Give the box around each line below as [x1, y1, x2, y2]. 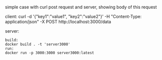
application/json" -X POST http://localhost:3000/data [5, 19, 112, 24]
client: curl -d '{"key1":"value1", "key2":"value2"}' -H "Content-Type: [5, 14, 142, 19]
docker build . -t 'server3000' [5, 42, 70, 47]
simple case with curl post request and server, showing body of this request [5, 4, 157, 10]
